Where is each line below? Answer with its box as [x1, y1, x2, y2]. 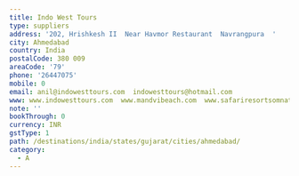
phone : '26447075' [9, 71, 77, 80]
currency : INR [9, 121, 62, 130]
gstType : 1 [9, 129, 50, 138]
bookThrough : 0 [9, 112, 66, 121]
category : [9, 145, 46, 154]
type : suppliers [9, 21, 69, 30]
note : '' [9, 104, 42, 113]
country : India [9, 46, 66, 55]
